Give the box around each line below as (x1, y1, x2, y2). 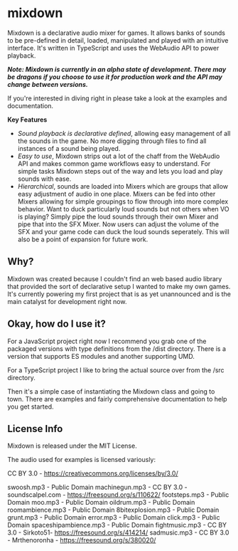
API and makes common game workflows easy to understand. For (17, 159, 211, 168)
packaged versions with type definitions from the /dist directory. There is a (7, 344, 226, 353)
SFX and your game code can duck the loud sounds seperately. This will (17, 227, 229, 236)
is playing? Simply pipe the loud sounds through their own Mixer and (17, 212, 219, 221)
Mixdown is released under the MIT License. (7, 441, 137, 450)
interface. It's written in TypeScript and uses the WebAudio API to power (7, 43, 220, 52)
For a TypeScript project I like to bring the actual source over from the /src (7, 365, 225, 374)
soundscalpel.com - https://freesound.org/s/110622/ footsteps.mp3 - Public (7, 490, 229, 499)
